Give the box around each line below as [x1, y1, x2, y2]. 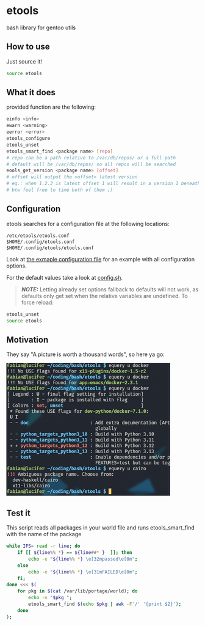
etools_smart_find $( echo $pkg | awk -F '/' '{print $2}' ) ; [28, 601, 182, 607]
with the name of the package [6, 531, 82, 538]
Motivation [6, 334, 49, 345]
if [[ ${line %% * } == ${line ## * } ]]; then [17, 550, 132, 556]
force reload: [21, 299, 54, 306]
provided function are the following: [6, 103, 96, 111]
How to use [6, 42, 50, 52]
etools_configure [6, 136, 51, 142]
